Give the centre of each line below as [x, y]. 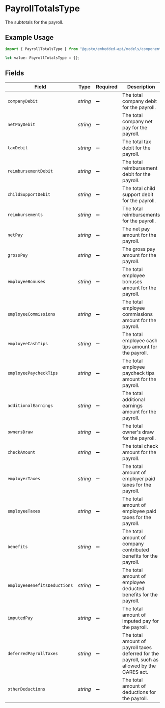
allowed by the [139, 666]
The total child [139, 189]
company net [137, 122]
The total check [140, 446]
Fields [15, 73]
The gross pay [139, 249]
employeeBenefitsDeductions [40, 585]
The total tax [137, 142]
